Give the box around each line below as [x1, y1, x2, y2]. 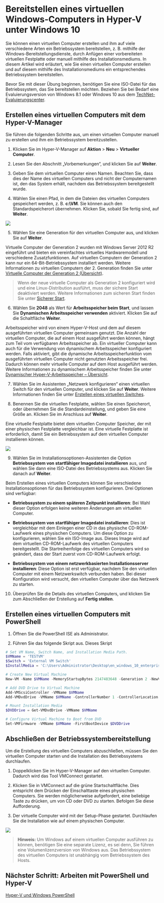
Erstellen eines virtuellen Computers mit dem [5, 111, 146, 119]
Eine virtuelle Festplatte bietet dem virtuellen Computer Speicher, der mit [5, 421, 151, 427]
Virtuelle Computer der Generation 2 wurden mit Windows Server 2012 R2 [5, 244, 154, 250]
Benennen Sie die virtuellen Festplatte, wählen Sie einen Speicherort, [12, 401, 151, 406]
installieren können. [5, 436, 45, 442]
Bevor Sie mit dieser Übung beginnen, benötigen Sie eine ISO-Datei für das [5, 81, 156, 87]
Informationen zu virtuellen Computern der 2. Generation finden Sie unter [5, 265, 153, 271]
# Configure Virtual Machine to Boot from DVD [5, 717, 102, 722]
